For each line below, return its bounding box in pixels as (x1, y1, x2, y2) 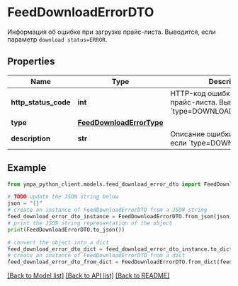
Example (7, 162, 47, 174)
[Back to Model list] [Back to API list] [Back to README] (7, 271, 170, 280)
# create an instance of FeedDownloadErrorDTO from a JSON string (7, 206, 208, 214)
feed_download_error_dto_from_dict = (7, 258, 119, 266)
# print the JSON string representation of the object (7, 220, 173, 227)
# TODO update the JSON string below (7, 193, 119, 201)
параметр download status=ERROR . (7, 35, 108, 43)
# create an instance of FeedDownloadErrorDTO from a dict (7, 252, 186, 259)
